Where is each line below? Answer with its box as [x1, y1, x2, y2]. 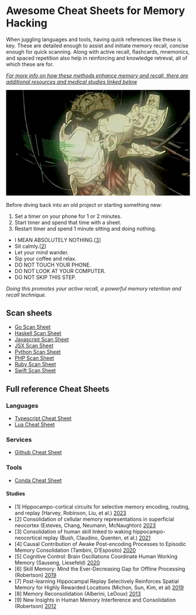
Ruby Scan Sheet [14, 361, 57, 368]
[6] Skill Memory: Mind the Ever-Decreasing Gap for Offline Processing [14, 565, 185, 572]
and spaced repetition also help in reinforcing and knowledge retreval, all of [6, 54, 188, 61]
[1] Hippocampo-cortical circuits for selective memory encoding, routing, [14, 503, 190, 510]
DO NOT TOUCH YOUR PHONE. [14, 261, 92, 268]
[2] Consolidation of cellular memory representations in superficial [14, 516, 174, 523]
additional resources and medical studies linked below [6, 78, 138, 85]
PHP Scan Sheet [14, 355, 54, 362]
